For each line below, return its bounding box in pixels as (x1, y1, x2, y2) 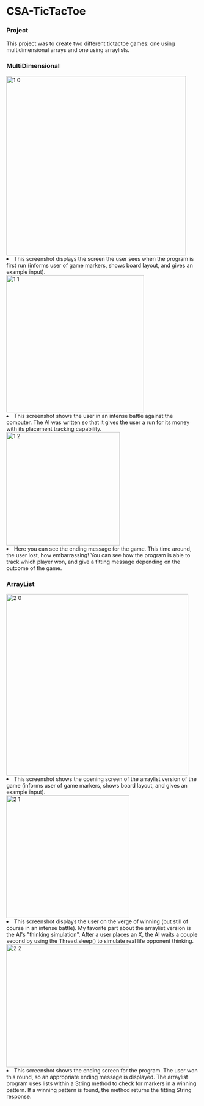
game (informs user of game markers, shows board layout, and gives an (6, 782, 188, 789)
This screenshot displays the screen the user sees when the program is (14, 255, 194, 262)
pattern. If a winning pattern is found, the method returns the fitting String (6, 1086, 192, 1094)
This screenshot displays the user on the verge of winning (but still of (14, 918, 189, 925)
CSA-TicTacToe (6, 4, 86, 18)
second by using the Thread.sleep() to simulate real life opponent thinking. (6, 937, 194, 945)
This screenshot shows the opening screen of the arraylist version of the (14, 775, 197, 783)
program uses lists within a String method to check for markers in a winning (6, 1080, 197, 1087)
